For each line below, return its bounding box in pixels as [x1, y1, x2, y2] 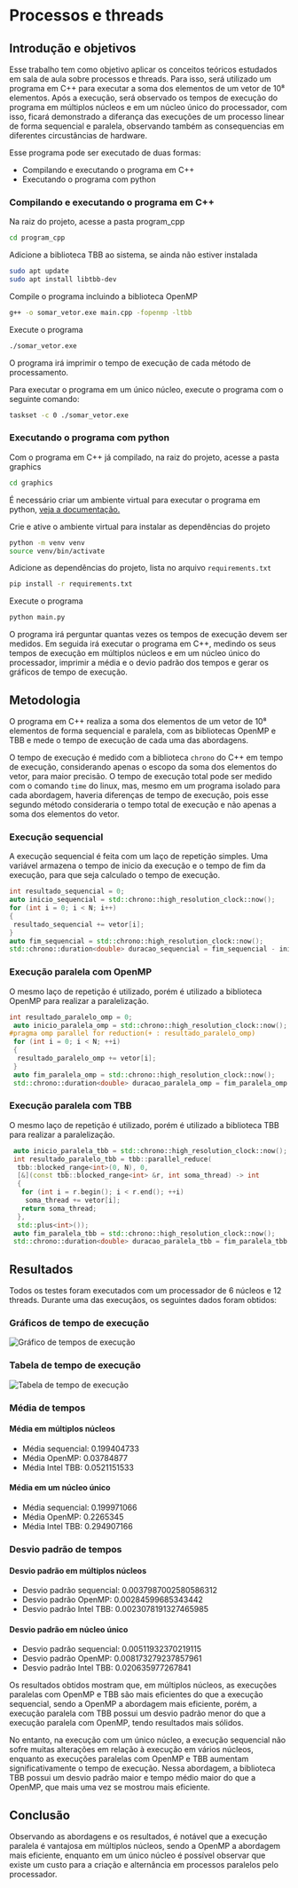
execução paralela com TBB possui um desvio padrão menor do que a [9, 1708, 266, 1718]
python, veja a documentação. [9, 503, 121, 515]
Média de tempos [9, 1402, 86, 1414]
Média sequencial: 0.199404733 [21, 1443, 140, 1454]
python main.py [9, 613, 66, 622]
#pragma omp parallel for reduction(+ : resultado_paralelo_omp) [9, 1029, 255, 1039]
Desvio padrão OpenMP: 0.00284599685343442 [21, 1594, 204, 1605]
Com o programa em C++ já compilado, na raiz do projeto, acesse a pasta [9, 452, 279, 462]
